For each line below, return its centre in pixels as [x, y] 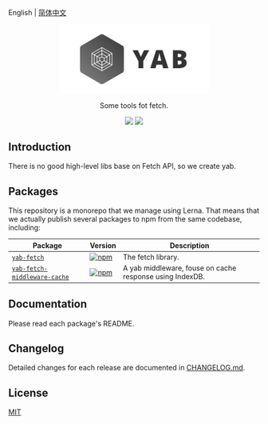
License [28, 392]
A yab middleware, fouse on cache [180, 268]
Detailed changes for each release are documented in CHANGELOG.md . [127, 368]
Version [103, 245]
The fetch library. [151, 257]
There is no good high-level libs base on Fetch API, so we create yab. [122, 166]
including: [25, 228]
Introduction [40, 147]
